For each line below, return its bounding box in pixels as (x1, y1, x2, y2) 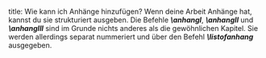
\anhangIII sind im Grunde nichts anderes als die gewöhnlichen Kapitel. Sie (8, 24, 259, 33)
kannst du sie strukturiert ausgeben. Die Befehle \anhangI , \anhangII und (8, 15, 254, 25)
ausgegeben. (8, 41, 52, 50)
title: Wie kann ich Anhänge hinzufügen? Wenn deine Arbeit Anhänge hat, (8, 7, 252, 16)
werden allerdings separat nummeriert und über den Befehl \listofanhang (8, 32, 254, 41)
